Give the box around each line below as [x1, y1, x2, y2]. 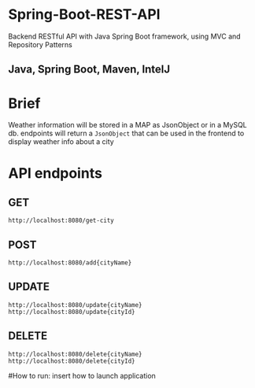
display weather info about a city [8, 137, 114, 146]
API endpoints [8, 164, 102, 183]
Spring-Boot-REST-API [8, 6, 161, 24]
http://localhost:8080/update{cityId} [8, 308, 135, 316]
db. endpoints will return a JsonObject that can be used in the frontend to [8, 128, 245, 139]
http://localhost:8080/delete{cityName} [8, 350, 143, 358]
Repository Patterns [8, 39, 72, 49]
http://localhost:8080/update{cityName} [8, 301, 143, 309]
